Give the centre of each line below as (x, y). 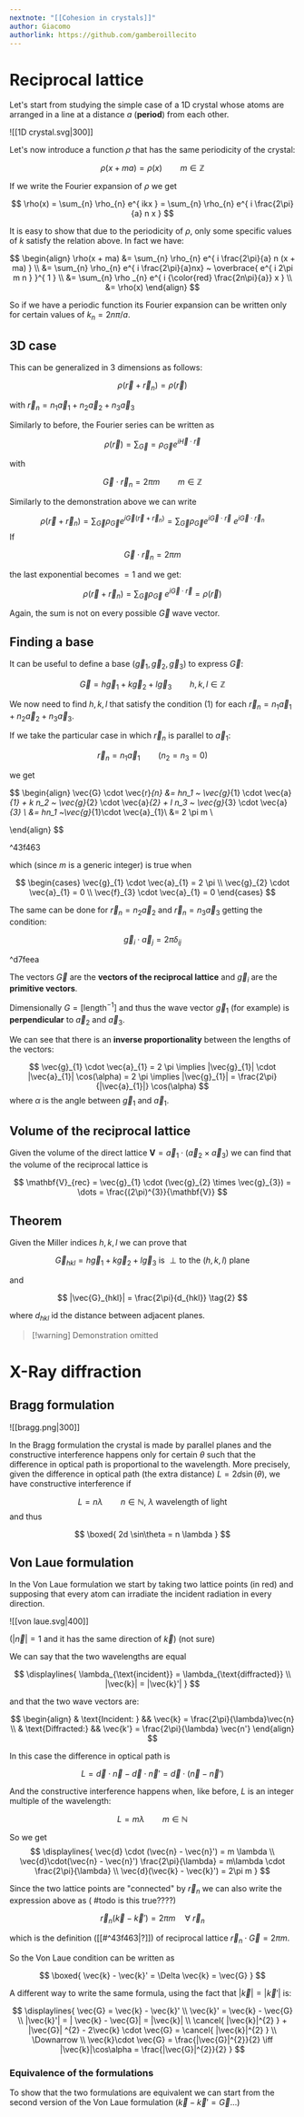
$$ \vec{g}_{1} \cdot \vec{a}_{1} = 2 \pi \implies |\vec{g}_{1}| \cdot (152, 1066)
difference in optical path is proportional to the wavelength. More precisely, (150, 1464)
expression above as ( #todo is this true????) (93, 1900)
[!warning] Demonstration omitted (95, 1335)
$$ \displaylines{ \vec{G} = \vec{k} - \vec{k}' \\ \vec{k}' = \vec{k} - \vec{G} (152, 2011)
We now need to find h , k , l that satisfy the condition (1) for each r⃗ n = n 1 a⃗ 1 (151, 705)
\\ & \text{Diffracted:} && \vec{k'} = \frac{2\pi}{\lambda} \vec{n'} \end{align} (152, 1729)
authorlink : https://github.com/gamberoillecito (103, 35)
